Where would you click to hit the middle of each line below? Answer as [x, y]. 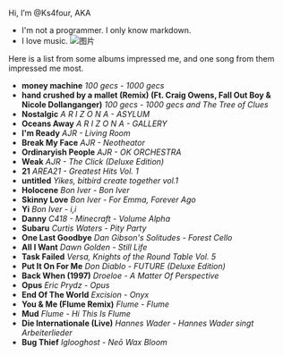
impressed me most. [46, 68]
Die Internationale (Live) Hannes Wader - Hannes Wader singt [137, 323]
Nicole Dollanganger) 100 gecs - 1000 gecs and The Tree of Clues [145, 105]
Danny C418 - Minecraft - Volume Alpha [96, 219]
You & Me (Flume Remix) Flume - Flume [95, 304]
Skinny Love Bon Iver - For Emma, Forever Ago [108, 199]
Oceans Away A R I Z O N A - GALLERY [94, 123]
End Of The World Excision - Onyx [85, 295]
